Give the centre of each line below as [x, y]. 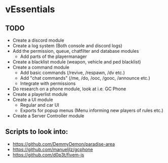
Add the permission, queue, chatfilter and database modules [76, 51]
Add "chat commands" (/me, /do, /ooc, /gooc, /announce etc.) [85, 78]
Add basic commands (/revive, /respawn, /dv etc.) [72, 73]
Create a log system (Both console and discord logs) [67, 46]
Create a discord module [38, 40]
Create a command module [41, 67]
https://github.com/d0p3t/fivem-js [48, 155]
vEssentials [30, 9]
